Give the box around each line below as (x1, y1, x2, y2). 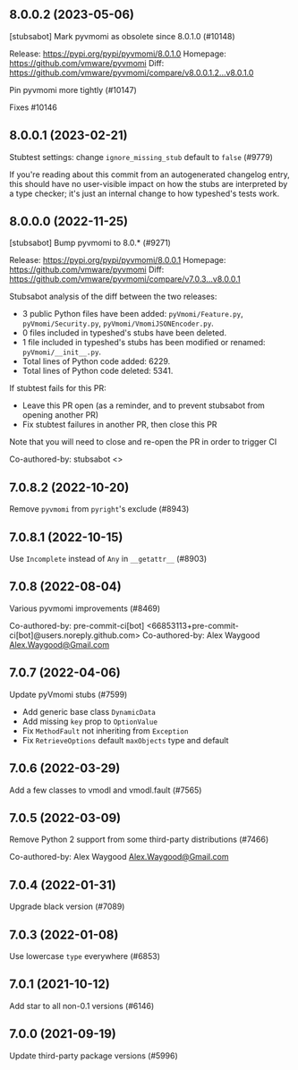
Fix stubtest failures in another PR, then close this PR (21, 420, 217, 430)
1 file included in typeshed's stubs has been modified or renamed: (21, 337, 266, 348)
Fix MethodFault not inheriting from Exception (21, 725, 189, 736)
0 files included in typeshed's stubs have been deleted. (21, 327, 226, 338)
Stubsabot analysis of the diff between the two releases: (9, 291, 217, 302)
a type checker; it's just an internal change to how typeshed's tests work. (9, 188, 280, 199)
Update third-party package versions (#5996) (9, 1050, 179, 1061)
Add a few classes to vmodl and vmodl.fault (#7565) (9, 785, 202, 795)
